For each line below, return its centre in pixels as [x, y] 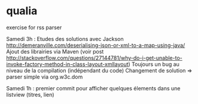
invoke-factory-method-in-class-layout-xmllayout [67, 64]
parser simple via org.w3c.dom [45, 77]
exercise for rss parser [34, 27]
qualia [22, 11]
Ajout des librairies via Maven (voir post [55, 51]
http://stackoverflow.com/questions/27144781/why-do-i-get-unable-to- [94, 58]
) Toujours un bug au [154, 64]
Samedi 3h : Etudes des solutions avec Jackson [65, 39]
